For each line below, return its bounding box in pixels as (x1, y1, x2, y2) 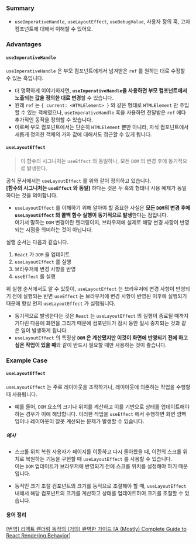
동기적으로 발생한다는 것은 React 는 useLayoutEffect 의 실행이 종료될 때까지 (14, 312, 189, 319)
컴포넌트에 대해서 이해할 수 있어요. (14, 25, 93, 33)
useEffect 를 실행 (14, 273, 56, 280)
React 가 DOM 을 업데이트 (14, 251, 70, 258)
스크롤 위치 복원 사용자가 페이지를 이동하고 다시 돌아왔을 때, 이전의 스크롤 (14, 448, 182, 455)
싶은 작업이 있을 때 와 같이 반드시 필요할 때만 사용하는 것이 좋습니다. (14, 341, 167, 348)
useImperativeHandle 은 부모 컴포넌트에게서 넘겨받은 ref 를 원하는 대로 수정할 (6, 67, 185, 74)
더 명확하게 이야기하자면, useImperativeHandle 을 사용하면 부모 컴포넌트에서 (14, 87, 187, 94)
